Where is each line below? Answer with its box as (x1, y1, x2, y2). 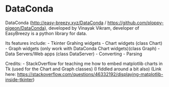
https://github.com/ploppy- (107, 20, 164, 26)
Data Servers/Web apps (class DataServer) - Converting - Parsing (5, 51, 142, 57)
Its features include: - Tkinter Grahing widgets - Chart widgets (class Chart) (5, 40, 162, 46)
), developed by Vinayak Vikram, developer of (44, 25, 140, 31)
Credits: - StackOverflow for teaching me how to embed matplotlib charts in (5, 60, 163, 66)
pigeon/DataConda (5, 25, 45, 31)
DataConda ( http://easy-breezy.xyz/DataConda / (5, 20, 107, 26)
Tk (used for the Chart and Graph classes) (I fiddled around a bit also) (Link (5, 66, 161, 72)
